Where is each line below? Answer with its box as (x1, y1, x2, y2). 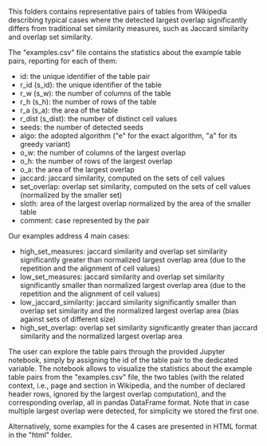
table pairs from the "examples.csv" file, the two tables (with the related (8, 373, 245, 381)
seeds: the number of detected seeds (19, 123, 143, 132)
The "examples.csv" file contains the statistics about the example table (8, 48, 241, 57)
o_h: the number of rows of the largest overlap (19, 156, 173, 166)
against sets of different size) (19, 314, 116, 324)
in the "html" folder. (8, 430, 73, 440)
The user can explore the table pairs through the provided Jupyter (8, 347, 226, 356)
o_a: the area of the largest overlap (19, 165, 135, 174)
